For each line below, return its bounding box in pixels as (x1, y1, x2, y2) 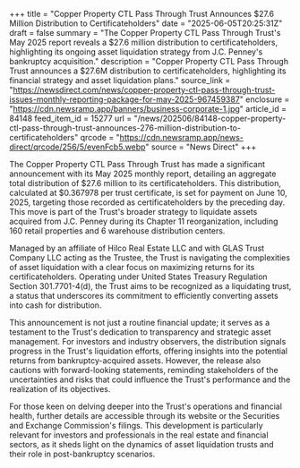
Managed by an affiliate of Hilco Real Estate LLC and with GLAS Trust (9, 243, 265, 253)
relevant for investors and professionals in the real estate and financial (9, 430, 269, 440)
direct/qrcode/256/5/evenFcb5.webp (9, 141, 146, 152)
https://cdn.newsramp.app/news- (119, 132, 244, 142)
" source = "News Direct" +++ (144, 141, 257, 152)
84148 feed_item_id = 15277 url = (9, 113, 133, 123)
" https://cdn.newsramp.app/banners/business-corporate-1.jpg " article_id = (9, 104, 287, 114)
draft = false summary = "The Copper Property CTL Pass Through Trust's (9, 28, 281, 38)
